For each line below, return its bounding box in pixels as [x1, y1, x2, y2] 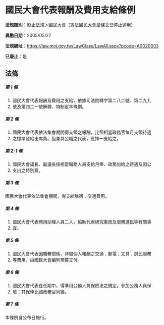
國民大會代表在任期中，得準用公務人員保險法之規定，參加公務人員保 [12, 283, 152, 289]
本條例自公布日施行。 [5, 315, 49, 321]
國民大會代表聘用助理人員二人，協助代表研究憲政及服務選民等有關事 [12, 219, 152, 225]
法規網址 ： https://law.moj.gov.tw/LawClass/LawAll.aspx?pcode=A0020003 [5, 43, 159, 49]
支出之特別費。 [12, 167, 43, 173]
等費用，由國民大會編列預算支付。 [12, 257, 82, 263]
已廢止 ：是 [5, 53, 27, 59]
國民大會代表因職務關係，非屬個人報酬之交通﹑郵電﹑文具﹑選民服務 [12, 251, 152, 257]
